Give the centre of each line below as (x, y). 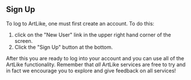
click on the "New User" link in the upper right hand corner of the (93, 35)
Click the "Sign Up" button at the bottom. (63, 47)
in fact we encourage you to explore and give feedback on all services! (91, 70)
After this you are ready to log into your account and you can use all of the (95, 58)
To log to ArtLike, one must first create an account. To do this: (80, 23)
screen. (24, 41)
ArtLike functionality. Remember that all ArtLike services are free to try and (96, 64)
